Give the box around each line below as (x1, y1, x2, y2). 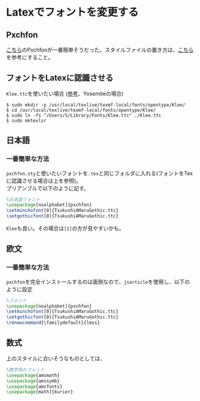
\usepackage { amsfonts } (6, 384, 63, 390)
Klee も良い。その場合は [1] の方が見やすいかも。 (6, 225, 125, 232)
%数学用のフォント (6, 366, 45, 373)
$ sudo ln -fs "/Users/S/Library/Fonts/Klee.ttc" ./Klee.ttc (6, 112, 162, 119)
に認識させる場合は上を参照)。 (6, 177, 82, 184)
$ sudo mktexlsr (6, 117, 47, 123)
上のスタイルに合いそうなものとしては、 (6, 354, 106, 362)
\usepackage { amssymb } (6, 378, 60, 384)
